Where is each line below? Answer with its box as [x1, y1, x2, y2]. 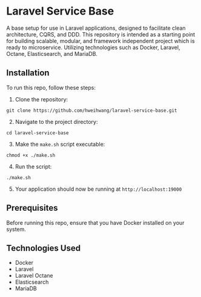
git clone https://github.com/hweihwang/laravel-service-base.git [6, 108, 177, 114]
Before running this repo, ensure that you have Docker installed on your [6, 219, 185, 226]
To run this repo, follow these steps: [6, 84, 96, 91]
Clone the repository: [15, 95, 68, 103]
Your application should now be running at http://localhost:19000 [15, 185, 182, 193]
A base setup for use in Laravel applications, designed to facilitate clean [6, 24, 186, 32]
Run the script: [15, 163, 52, 170]
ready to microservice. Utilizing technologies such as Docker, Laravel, [6, 44, 180, 51]
